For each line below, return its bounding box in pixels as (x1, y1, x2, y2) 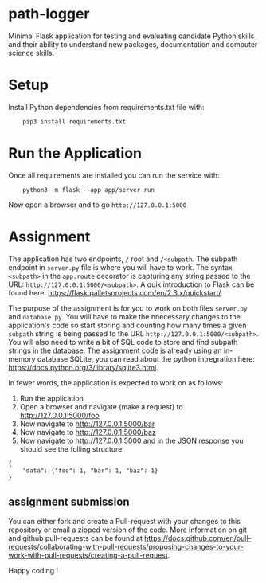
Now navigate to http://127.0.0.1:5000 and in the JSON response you (19, 436, 244, 445)
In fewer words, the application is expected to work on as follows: (8, 378, 224, 387)
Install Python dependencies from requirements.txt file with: (8, 102, 205, 112)
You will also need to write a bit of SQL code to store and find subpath (8, 337, 238, 346)
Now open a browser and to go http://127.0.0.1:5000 (8, 200, 187, 209)
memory (8, 354, 36, 363)
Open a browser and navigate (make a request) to (19, 401, 183, 411)
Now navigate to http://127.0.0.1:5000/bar (19, 419, 155, 428)
